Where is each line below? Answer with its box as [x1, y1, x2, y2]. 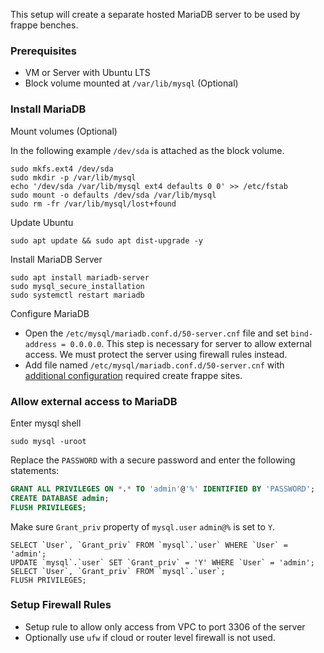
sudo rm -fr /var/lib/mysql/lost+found [10, 199, 177, 209]
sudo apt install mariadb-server [10, 272, 150, 283]
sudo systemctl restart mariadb [10, 290, 145, 300]
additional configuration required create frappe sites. [24, 369, 243, 381]
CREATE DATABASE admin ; [10, 493, 110, 503]
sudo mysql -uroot [10, 436, 87, 446]
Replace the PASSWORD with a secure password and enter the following [10, 454, 296, 466]
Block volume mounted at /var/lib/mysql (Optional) [24, 77, 239, 89]
